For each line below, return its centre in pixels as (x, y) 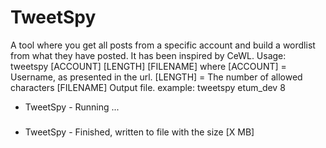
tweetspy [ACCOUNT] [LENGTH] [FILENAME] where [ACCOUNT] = (148, 66)
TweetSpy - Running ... (72, 107)
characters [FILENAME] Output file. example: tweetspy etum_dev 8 (148, 87)
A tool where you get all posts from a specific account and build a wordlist (163, 45)
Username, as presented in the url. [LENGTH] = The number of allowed (156, 77)
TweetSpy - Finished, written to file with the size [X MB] (139, 132)
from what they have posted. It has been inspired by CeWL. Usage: (148, 55)
